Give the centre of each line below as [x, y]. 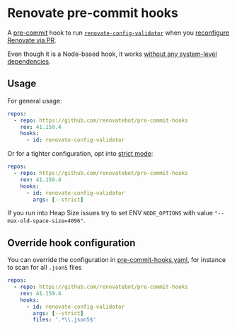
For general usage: [35, 101]
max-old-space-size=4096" [45, 221]
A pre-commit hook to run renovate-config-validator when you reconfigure [118, 33]
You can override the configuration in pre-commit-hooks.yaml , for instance [117, 260]
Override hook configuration [71, 243]
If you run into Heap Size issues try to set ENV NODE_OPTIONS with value [110, 213]
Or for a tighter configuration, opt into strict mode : [80, 154]
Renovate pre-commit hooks [93, 13]
